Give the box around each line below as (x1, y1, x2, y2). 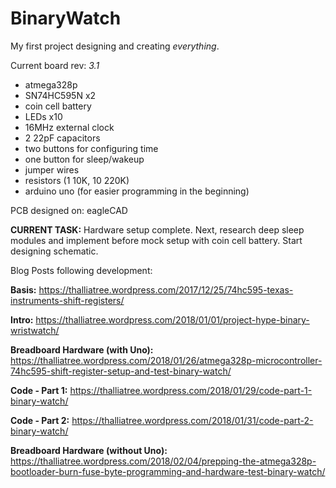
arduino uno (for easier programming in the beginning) (24, 185, 250, 197)
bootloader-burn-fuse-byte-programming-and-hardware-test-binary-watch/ (10, 465, 326, 477)
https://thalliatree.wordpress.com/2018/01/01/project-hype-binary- (35, 313, 310, 326)
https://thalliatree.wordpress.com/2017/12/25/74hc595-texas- (38, 283, 294, 296)
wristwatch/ (10, 324, 60, 336)
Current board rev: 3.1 (10, 59, 100, 71)
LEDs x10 (24, 110, 63, 122)
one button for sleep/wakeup (24, 153, 145, 165)
